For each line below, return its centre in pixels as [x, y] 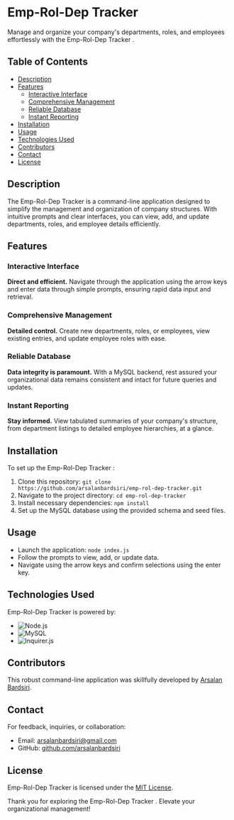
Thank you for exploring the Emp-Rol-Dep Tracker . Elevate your [101, 802]
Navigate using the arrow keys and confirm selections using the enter [119, 565]
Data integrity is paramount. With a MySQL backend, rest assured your [112, 372]
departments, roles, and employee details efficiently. [84, 223]
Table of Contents [48, 62]
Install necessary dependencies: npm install [83, 503]
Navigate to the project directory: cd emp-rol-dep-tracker [102, 495]
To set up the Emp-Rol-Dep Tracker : [61, 467]
